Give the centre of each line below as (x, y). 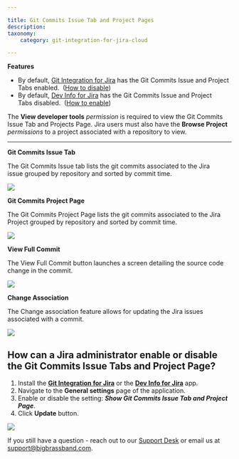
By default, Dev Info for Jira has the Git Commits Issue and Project (115, 95)
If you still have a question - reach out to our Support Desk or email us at (114, 440)
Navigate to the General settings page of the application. (102, 391)
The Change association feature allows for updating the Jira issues (105, 312)
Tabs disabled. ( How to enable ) (64, 103)
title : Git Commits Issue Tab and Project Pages (81, 20)
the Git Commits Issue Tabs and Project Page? (112, 366)
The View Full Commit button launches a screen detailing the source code (116, 263)
